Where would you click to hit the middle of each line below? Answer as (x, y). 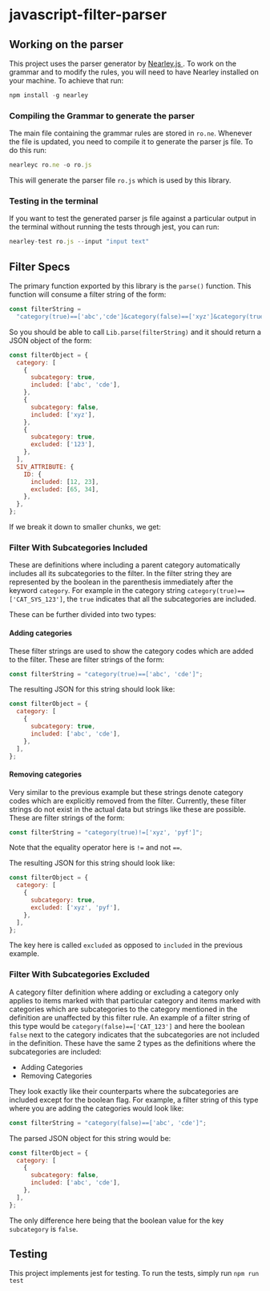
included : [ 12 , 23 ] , (64, 482)
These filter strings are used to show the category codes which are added (131, 651)
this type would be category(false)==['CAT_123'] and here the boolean (127, 1026)
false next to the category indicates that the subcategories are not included (134, 1035)
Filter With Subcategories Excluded (80, 974)
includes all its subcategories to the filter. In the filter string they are (121, 574)
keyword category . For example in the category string (97, 591)
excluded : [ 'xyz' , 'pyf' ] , (75, 907)
